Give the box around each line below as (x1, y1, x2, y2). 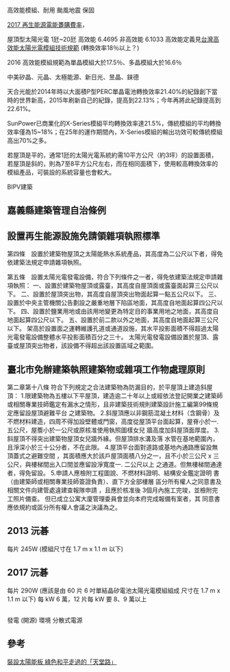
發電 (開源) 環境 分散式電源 (7, 616, 84, 625)
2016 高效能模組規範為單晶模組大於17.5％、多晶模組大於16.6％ (7, 58, 182, 67)
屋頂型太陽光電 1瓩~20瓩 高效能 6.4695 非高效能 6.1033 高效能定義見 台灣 (7, 35, 214, 43)
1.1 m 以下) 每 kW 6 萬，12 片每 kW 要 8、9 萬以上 (7, 594, 147, 603)
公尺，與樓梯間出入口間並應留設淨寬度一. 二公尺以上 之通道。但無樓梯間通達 (7, 461, 222, 469)
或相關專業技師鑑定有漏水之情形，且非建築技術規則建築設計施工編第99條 (7, 400, 213, 408)
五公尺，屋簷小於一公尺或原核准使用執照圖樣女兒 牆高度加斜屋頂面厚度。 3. (7, 426, 220, 435)
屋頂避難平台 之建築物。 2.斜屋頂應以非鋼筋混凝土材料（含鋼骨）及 (30, 409, 220, 417)
